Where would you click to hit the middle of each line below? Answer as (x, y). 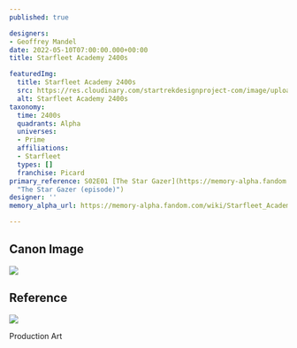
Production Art (36, 336)
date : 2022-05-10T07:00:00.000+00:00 (79, 50)
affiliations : (43, 148)
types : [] (35, 165)
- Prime (31, 140)
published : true (39, 17)
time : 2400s (39, 115)
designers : (29, 33)
